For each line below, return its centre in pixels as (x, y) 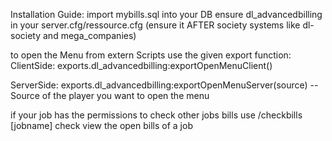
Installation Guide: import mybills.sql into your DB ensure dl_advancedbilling (166, 14)
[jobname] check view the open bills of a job (101, 125)
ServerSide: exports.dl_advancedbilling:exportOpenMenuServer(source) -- (164, 85)
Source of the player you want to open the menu (110, 95)
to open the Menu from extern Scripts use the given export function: (151, 55)
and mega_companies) (89, 35)
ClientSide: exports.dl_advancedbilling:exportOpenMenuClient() (141, 65)
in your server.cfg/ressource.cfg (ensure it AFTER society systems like (155, 25)
